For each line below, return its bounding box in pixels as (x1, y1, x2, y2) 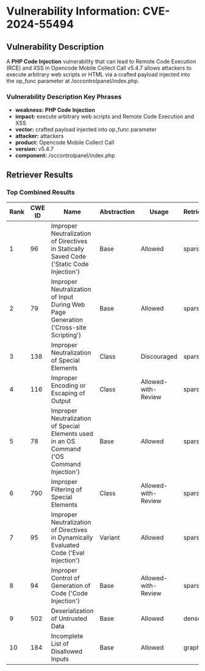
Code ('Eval (51, 548, 85, 557)
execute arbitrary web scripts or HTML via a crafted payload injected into (6, 71, 190, 78)
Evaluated (51, 541, 80, 549)
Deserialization (51, 606, 94, 615)
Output (51, 396, 71, 405)
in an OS (51, 437, 75, 446)
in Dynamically (51, 533, 93, 541)
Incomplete (51, 631, 84, 640)
